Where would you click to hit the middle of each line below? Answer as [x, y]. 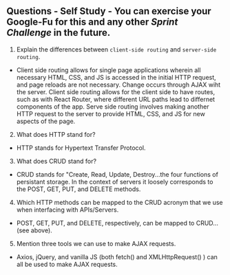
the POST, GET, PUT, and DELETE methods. [79, 189]
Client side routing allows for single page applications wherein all [108, 70]
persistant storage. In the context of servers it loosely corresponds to [115, 181]
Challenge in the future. [59, 33]
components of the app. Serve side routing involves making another [113, 107]
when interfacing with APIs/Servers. [67, 210]
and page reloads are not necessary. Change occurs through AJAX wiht [118, 85]
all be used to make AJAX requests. [67, 264]
